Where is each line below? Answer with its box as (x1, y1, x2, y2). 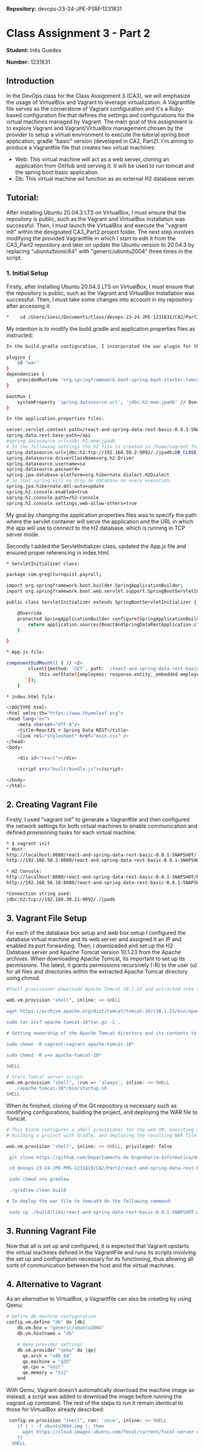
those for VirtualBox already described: (6, 1406, 104, 1413)
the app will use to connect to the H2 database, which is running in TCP (6, 524, 185, 532)
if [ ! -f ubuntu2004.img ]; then (17, 1423, 104, 1429)
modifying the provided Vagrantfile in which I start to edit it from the (6, 234, 176, 242)
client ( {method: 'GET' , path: (28, 666, 104, 672)
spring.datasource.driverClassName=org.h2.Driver (6, 455, 135, 461)
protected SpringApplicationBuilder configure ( (17, 615, 140, 622)
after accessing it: (6, 302, 52, 310)
